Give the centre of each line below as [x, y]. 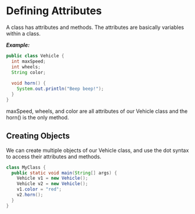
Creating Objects [38, 136]
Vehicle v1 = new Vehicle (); [52, 179]
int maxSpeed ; [29, 61]
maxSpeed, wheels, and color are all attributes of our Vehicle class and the [97, 111]
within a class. [24, 33]
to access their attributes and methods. [54, 156]
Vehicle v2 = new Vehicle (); [52, 184]
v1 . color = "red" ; [39, 189]
